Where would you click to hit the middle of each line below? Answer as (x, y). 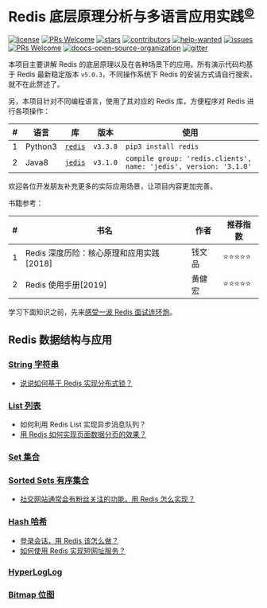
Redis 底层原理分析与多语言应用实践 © (132, 16)
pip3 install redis (162, 147)
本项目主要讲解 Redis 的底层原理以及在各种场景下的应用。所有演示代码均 (127, 64)
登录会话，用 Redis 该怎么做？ (69, 540)
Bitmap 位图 (31, 594)
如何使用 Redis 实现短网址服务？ (72, 551)
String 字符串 (34, 364)
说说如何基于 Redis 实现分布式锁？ (76, 383)
